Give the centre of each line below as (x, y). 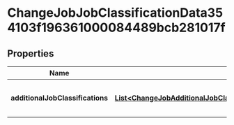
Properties (31, 53)
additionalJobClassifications (59, 98)
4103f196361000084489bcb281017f (116, 28)
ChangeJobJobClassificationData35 (115, 13)
